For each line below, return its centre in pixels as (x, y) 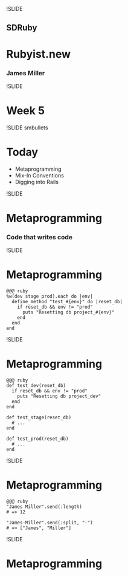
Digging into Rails (37, 182)
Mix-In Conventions (40, 175)
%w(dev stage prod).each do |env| (50, 297)
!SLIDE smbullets (27, 128)
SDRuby (22, 28)
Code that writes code (40, 237)
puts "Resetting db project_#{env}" (68, 312)
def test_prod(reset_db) (37, 439)
